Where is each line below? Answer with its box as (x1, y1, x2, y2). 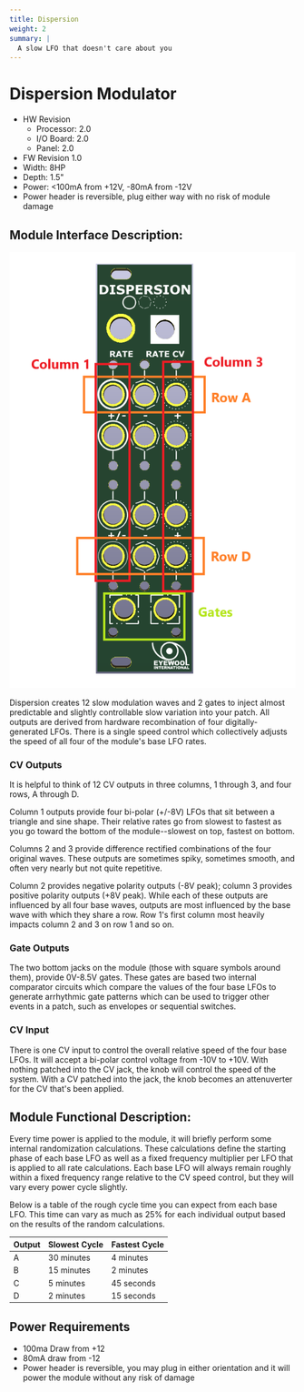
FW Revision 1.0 (22, 153, 83, 164)
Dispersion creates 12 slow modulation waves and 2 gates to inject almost (9, 697, 286, 708)
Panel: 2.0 (35, 143, 74, 154)
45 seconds (111, 1277, 156, 1288)
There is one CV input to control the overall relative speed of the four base (9, 1044, 288, 1055)
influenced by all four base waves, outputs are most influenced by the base (9, 900, 291, 910)
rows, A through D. (9, 789, 80, 800)
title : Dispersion (9, 15, 79, 24)
